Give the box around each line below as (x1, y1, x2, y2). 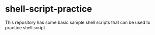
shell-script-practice (5, 3, 93, 15)
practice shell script (5, 24, 45, 30)
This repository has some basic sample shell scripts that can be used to (5, 19, 151, 25)
